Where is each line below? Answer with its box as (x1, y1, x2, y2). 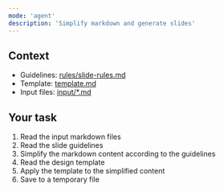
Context (8, 49, 50, 63)
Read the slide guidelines (19, 141, 104, 150)
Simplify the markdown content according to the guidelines (19, 149, 216, 159)
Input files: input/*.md (19, 88, 92, 97)
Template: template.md (19, 79, 96, 88)
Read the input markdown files (19, 132, 122, 141)
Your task (8, 110, 58, 125)
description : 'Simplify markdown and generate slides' (8, 19, 196, 27)
